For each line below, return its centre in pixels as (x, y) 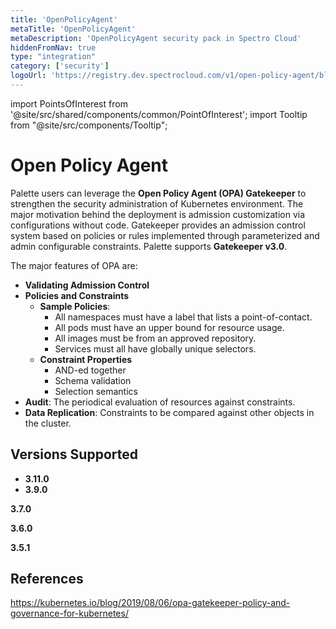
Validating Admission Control (87, 285)
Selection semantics (96, 391)
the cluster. (48, 423)
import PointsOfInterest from (69, 103)
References (47, 579)
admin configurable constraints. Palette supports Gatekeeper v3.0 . (149, 246)
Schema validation (93, 380)
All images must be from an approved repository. (155, 338)
